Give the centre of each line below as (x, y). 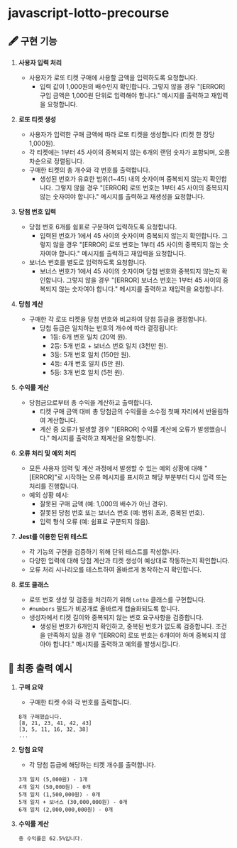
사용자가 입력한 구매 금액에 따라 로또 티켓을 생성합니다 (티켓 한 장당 (122, 134)
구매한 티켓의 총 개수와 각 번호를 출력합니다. (89, 170)
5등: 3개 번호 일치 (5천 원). (87, 372)
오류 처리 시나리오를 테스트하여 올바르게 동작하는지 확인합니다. (115, 569)
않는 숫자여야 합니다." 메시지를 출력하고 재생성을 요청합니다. (122, 196)
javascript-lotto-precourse (89, 13)
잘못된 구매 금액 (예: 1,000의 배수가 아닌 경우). (104, 504)
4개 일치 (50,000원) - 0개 (54, 787)
